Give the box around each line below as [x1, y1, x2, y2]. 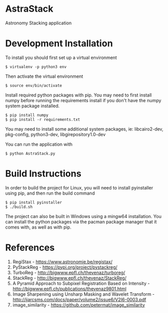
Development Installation [5, 38, 113, 49]
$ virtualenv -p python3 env [5, 64, 67, 69]
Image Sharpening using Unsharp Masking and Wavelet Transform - [12, 291, 155, 297]
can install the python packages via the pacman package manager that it [5, 218, 157, 225]
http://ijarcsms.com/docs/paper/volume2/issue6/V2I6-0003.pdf [12, 296, 147, 302]
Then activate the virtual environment [5, 73, 83, 79]
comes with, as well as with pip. [5, 224, 72, 230]
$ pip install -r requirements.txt [5, 117, 80, 122]
